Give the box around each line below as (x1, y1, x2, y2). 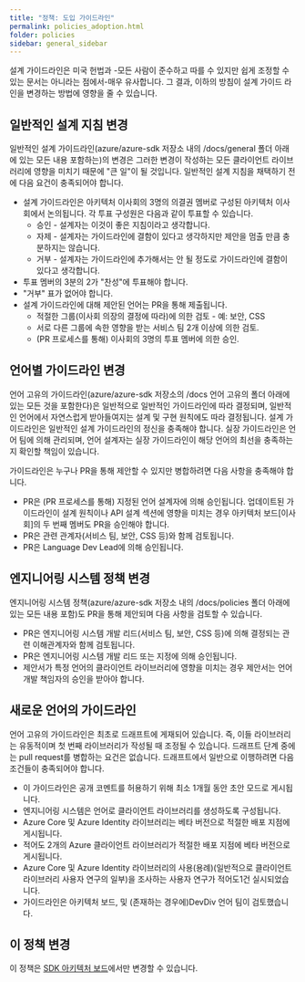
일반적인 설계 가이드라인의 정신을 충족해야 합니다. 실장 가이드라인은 (48, 423, 287, 434)
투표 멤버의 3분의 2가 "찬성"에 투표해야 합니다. (22, 277, 188, 287)
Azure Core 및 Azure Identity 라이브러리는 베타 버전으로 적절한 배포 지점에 (22, 816, 290, 827)
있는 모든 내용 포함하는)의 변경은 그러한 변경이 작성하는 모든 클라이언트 (18, 154, 270, 165)
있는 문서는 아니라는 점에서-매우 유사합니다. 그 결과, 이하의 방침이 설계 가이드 (9, 77, 282, 88)
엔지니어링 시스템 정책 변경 (9, 571, 150, 587)
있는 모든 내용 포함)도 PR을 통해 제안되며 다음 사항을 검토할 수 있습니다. (9, 608, 262, 619)
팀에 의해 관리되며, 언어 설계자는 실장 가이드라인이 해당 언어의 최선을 (18, 434, 262, 445)
